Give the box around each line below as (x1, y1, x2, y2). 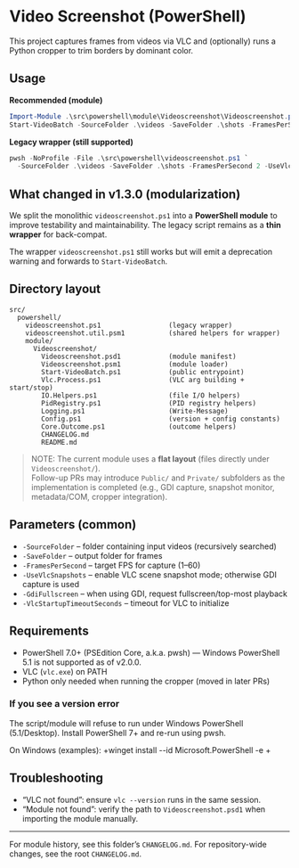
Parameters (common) (9, 517, 137, 532)
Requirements (9, 624, 89, 639)
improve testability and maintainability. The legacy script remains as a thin (9, 220, 282, 231)
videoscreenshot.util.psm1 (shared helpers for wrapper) (25, 328, 280, 338)
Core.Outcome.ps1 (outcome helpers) (41, 422, 238, 431)
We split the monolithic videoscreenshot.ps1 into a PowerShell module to (9, 210, 278, 221)
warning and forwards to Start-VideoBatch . (9, 256, 168, 266)
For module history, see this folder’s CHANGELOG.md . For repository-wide (9, 839, 267, 849)
